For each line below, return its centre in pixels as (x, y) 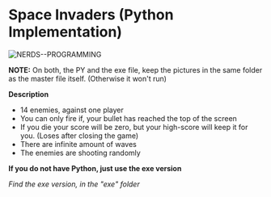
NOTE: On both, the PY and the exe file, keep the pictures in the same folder (135, 69)
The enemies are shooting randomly (80, 153)
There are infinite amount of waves (78, 144)
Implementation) (66, 32)
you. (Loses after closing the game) (79, 136)
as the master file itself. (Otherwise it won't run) (88, 78)
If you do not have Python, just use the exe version (95, 168)
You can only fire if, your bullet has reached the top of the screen (128, 118)
